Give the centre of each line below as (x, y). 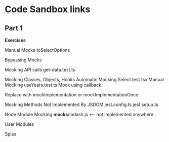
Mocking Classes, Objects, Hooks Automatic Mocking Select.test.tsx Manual (84, 79)
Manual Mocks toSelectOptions (37, 50)
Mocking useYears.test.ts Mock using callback (53, 85)
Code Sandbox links (48, 9)
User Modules (19, 124)
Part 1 (14, 28)
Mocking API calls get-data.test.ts (40, 70)
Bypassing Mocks (23, 60)
